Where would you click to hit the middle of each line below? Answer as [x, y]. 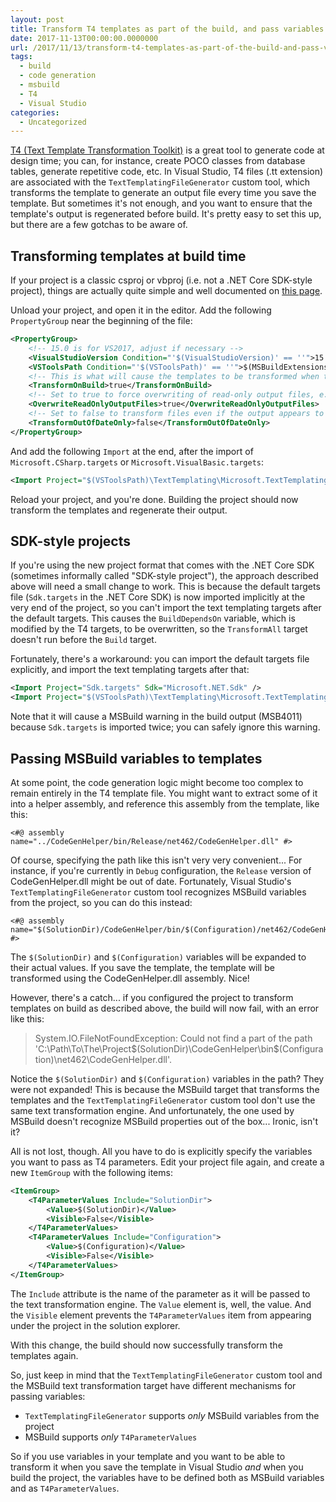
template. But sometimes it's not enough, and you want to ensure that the [161, 203]
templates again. [44, 1355]
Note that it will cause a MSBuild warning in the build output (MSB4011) [156, 717]
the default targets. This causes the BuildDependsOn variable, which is [153, 618]
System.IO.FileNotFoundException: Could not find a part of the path [173, 1038]
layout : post [37, 19]
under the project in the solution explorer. [95, 1325]
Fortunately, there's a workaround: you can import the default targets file [160, 659]
